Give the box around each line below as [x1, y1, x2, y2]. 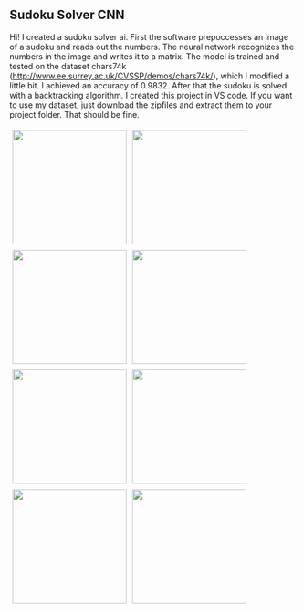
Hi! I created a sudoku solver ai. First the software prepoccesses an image [9, 31, 289, 42]
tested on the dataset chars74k [9, 60, 127, 71]
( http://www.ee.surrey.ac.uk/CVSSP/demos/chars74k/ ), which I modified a [9, 70, 290, 81]
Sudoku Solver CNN [9, 7, 125, 23]
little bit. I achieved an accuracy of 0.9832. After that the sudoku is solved [9, 79, 287, 90]
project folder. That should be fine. [9, 109, 140, 119]
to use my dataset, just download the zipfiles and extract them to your [9, 99, 273, 110]
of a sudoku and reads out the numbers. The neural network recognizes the [9, 41, 295, 52]
